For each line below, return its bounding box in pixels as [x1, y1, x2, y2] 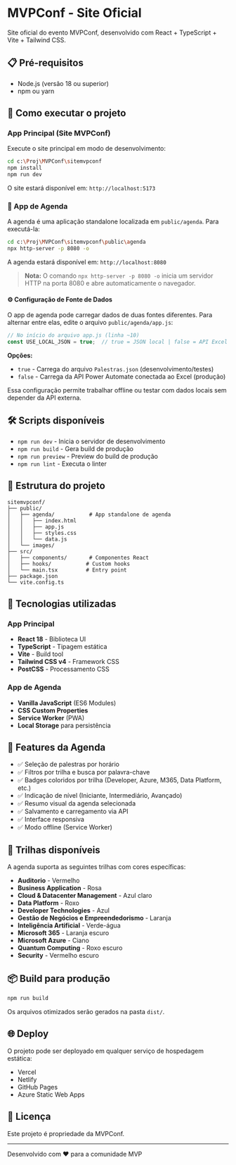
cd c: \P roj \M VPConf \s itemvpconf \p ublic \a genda [7, 238, 146, 246]
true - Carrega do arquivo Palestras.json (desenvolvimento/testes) [17, 365, 214, 374]
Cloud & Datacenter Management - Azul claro [17, 892, 152, 900]
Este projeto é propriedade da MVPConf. [7, 1129, 125, 1138]
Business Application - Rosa [17, 884, 102, 892]
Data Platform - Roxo [17, 899, 79, 907]
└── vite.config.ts [7, 579, 65, 586]
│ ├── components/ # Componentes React [7, 554, 150, 561]
